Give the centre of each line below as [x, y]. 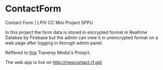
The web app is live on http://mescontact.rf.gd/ [54, 62]
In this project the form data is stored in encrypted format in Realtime [76, 32]
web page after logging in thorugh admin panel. [54, 42]
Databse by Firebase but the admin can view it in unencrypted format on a [82, 37]
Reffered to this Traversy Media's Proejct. [48, 52]
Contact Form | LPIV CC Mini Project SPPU [49, 22]
